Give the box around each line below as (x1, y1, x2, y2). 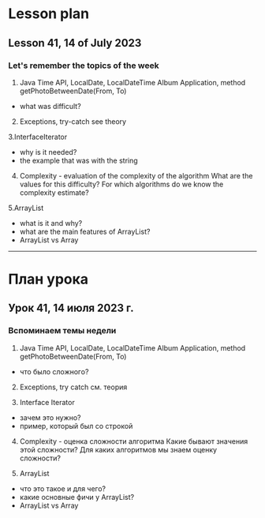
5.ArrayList (8, 203, 44, 212)
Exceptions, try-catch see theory (19, 116, 127, 126)
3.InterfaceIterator (8, 132, 68, 141)
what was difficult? (19, 101, 81, 111)
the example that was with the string (19, 156, 138, 165)
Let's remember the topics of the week (8, 60, 159, 71)
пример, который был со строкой (19, 421, 133, 430)
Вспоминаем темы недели (8, 325, 117, 336)
